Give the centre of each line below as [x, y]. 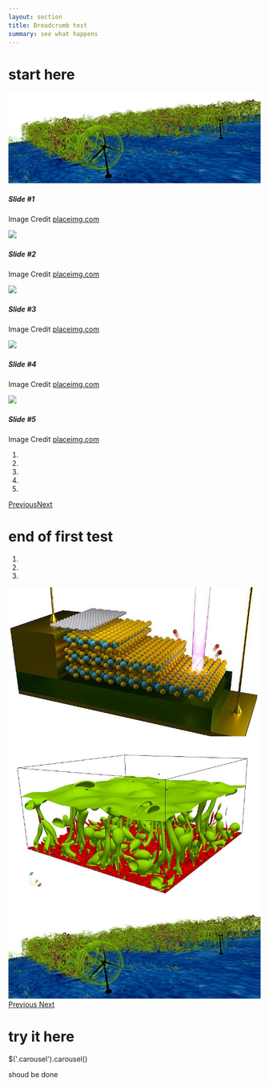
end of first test [61, 537]
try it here [41, 1037]
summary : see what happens [53, 34]
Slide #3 [22, 309]
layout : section [35, 17]
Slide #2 [22, 254]
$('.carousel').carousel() [48, 1059]
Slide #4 [22, 364]
